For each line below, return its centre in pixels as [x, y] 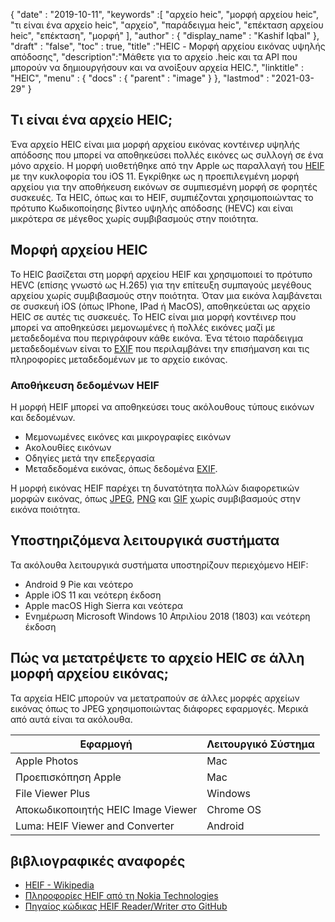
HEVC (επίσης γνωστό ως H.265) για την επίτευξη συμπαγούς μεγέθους [161, 285]
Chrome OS [234, 809]
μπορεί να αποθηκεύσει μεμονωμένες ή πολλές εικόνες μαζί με [143, 327]
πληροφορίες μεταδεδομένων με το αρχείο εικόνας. [119, 359]
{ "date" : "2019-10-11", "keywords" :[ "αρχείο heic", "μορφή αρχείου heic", [165, 14]
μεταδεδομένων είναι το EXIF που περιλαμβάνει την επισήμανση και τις [160, 348]
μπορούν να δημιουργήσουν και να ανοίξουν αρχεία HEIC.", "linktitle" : [157, 67]
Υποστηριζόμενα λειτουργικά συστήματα [145, 540]
